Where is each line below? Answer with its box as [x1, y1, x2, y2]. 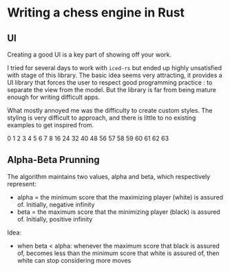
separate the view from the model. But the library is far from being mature [7, 86, 217, 94]
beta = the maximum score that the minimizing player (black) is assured [17, 208, 220, 216]
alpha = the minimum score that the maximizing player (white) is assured [17, 193, 224, 201]
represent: [7, 180, 36, 188]
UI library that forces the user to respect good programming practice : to [7, 78, 213, 87]
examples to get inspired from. [7, 121, 94, 129]
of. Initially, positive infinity [17, 215, 93, 223]
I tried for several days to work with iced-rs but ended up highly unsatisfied [7, 64, 222, 72]
